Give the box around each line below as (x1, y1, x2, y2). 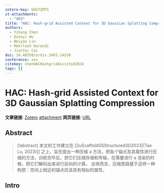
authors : (5, 25, 23, 30)
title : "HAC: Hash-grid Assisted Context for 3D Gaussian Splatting (5, 21, 147, 26)
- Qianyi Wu (9, 35, 34, 40)
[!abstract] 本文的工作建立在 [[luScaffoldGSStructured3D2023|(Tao (17, 142, 152, 148)
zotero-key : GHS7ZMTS (5, 7, 49, 12)
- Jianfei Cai (9, 48, 38, 53)
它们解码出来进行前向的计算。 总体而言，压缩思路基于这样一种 (30, 161, 155, 167)
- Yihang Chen (9, 30, 38, 35)
